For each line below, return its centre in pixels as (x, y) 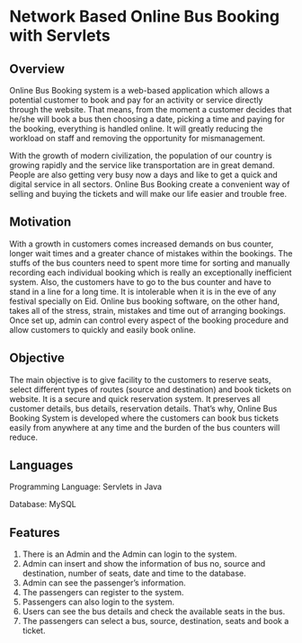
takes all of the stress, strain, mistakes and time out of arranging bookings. (147, 310)
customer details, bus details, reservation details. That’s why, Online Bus (143, 408)
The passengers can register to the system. (103, 593)
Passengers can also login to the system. (98, 602)
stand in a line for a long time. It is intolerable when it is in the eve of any (143, 291)
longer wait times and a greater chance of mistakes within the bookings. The (151, 253)
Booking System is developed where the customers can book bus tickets (144, 418)
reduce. (24, 437)
